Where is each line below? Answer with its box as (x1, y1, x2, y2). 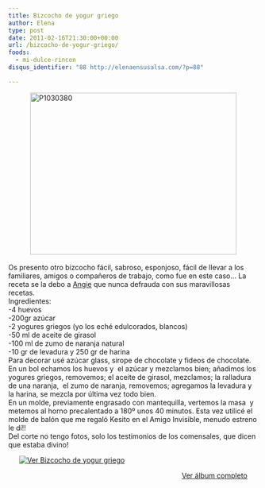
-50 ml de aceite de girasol (8, 330, 97, 339)
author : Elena (8, 19, 56, 27)
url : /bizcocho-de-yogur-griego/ (8, 41, 119, 49)
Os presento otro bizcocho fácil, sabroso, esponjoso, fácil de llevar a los (8, 262, 244, 272)
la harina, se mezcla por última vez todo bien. (8, 389, 157, 398)
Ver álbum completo (181, 471, 248, 480)
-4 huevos (8, 304, 42, 314)
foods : (8, 48, 30, 56)
